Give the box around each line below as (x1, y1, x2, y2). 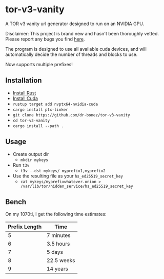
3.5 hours (46, 240, 70, 247)
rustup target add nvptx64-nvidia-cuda (12, 102, 98, 107)
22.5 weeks (46, 257, 75, 264)
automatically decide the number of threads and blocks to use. (5, 51, 138, 57)
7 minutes (46, 232, 71, 239)
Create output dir (12, 151, 49, 157)
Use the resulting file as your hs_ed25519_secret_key (12, 173, 123, 179)
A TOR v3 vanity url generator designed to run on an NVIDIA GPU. (5, 21, 145, 27)
